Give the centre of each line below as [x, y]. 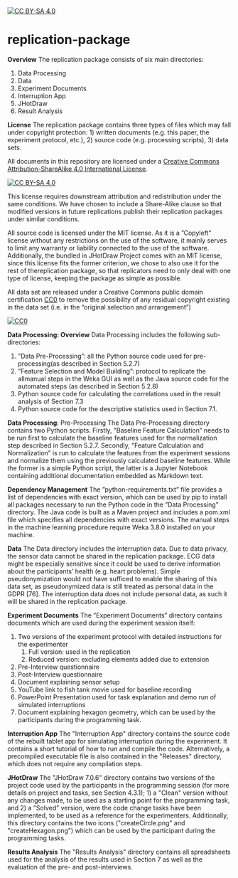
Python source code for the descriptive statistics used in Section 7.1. [117, 408]
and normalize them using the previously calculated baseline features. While [119, 460]
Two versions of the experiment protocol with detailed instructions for [120, 636]
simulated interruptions [52, 704]
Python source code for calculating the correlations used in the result [119, 393]
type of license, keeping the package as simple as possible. [95, 278]
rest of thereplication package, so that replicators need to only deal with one [119, 270]
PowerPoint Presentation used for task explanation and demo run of [117, 697]
